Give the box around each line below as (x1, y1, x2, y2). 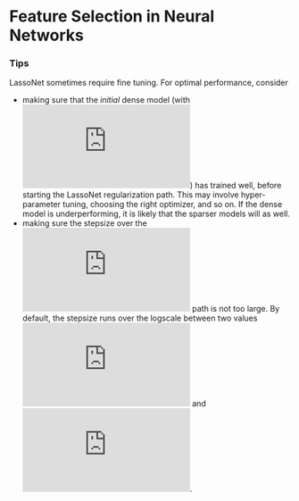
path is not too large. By (191, 304, 280, 314)
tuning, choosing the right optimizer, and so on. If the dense (62, 199, 283, 210)
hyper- (240, 189, 266, 200)
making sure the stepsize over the (21, 218, 147, 229)
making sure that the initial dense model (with (21, 95, 190, 105)
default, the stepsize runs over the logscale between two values (21, 313, 258, 323)
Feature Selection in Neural (9, 6, 215, 27)
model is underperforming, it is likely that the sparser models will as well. (21, 208, 290, 220)
